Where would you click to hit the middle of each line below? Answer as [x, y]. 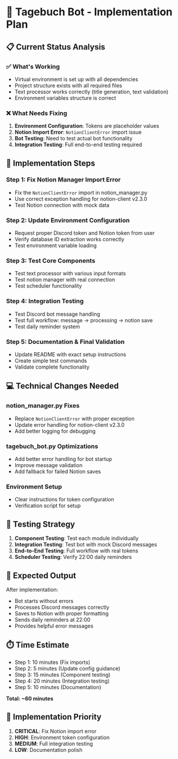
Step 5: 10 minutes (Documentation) [58, 687]
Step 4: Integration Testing [45, 301]
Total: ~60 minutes [30, 699]
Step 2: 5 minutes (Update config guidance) [67, 668]
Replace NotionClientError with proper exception [74, 419]
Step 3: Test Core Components [51, 261]
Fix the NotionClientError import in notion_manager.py [81, 193]
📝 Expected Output [41, 576]
